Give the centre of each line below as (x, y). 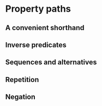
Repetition (22, 79)
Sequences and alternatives (51, 62)
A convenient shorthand (45, 28)
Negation (21, 97)
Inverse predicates (36, 45)
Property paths (38, 9)
